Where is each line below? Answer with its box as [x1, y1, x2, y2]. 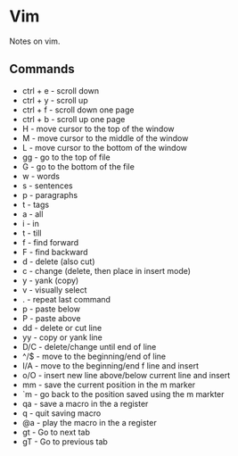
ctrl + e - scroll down [21, 85, 100, 95]
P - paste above [21, 312, 81, 323]
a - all [21, 208, 44, 220]
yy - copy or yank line [21, 332, 103, 343]
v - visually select [21, 284, 87, 295]
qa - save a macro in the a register [21, 398, 149, 409]
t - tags [21, 199, 50, 210]
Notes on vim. [9, 36, 61, 46]
